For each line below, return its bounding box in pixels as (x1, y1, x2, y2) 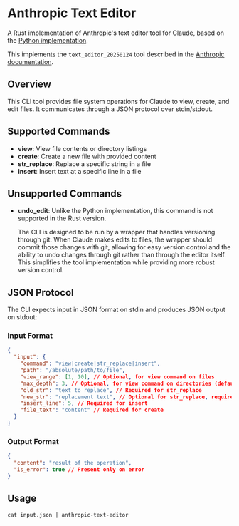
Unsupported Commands (7, 187, 122, 200)
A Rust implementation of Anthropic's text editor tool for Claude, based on (7, 29, 224, 37)
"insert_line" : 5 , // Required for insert (20, 400, 148, 407)
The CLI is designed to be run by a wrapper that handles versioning (17, 228, 216, 237)
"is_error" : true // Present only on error (14, 466, 144, 473)
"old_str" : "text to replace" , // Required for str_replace (20, 386, 202, 393)
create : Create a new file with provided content (17, 152, 156, 160)
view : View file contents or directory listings (17, 144, 147, 153)
